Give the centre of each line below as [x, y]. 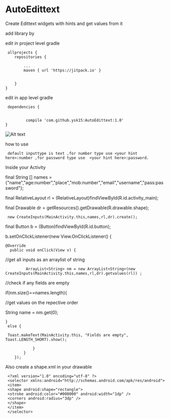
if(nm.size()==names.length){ [36, 292]
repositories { [31, 57]
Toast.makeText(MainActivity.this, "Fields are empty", [68, 335]
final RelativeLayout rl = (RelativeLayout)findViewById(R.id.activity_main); [82, 198]
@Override [16, 245]
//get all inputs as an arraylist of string [45, 259]
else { [15, 326]
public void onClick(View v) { [43, 250]
